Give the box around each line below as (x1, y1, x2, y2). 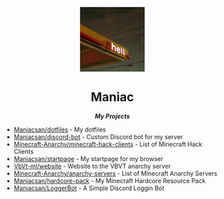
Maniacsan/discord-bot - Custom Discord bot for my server (13, 132, 183, 140)
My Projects (94, 112, 130, 120)
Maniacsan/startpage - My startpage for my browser (13, 154, 164, 163)
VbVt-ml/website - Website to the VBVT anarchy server (13, 162, 171, 170)
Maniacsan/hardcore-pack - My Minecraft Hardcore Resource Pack (13, 176, 206, 185)
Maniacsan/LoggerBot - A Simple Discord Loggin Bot (13, 184, 165, 192)
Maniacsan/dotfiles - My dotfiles (13, 125, 106, 134)
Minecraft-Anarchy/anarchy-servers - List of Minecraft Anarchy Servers (13, 169, 218, 178)
